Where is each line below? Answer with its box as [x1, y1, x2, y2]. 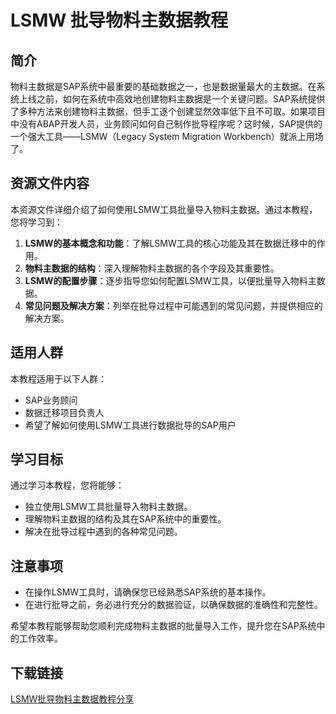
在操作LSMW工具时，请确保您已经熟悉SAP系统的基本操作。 [24, 586, 272, 598]
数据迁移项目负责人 [24, 406, 105, 418]
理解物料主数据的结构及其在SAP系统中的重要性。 [24, 513, 227, 525]
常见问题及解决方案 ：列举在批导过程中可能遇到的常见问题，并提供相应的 [24, 299, 323, 311]
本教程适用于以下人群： [10, 372, 107, 385]
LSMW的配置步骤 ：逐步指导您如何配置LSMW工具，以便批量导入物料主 [24, 274, 317, 286]
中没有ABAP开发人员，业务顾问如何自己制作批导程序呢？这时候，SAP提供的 [10, 118, 323, 130]
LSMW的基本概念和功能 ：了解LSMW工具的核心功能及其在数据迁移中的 [24, 237, 317, 249]
